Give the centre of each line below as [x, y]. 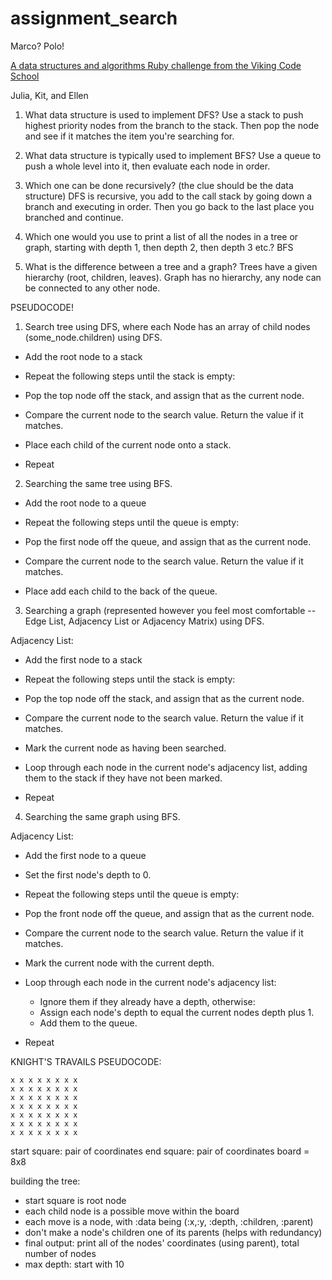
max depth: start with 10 [74, 1264]
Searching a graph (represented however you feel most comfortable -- [170, 610]
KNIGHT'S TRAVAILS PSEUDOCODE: [86, 1061]
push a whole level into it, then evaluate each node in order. [147, 166]
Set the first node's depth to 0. [88, 874]
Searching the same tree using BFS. [98, 483]
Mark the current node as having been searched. [125, 748]
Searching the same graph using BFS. [102, 816]
